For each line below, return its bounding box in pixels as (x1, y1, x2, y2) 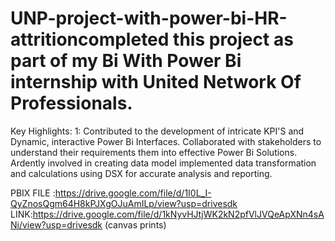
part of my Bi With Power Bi (10, 50, 242, 72)
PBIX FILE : (10, 187, 56, 199)
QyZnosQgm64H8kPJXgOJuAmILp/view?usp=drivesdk (10, 197, 238, 209)
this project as (173, 28, 294, 51)
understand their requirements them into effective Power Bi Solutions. (10, 146, 298, 158)
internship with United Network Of (10, 71, 302, 94)
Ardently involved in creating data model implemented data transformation (10, 157, 317, 169)
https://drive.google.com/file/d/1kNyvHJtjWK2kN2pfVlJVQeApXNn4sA (32, 208, 325, 220)
